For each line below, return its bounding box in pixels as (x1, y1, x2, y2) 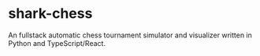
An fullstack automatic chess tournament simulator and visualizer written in (8, 30, 252, 40)
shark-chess (8, 5, 93, 23)
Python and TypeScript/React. (8, 38, 106, 47)
